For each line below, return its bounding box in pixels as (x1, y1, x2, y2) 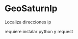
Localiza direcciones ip (4, 19, 52, 25)
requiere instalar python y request (4, 28, 73, 34)
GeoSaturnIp (4, 3, 57, 14)
